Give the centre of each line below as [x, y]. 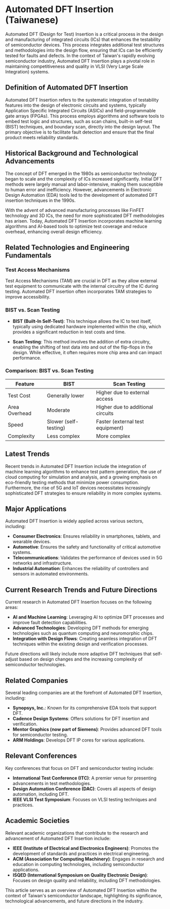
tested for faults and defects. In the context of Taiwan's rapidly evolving [80, 55]
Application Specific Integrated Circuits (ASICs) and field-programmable [80, 110]
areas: [12, 608]
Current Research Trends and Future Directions [81, 590]
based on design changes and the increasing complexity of [81, 659]
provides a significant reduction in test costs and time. [69, 332]
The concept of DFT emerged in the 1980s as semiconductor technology [81, 174]
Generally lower [66, 396]
